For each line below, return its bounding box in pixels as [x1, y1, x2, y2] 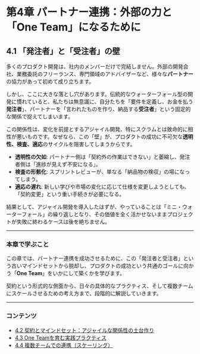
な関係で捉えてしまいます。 [6, 113, 73, 120]
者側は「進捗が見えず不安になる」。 [14, 161, 101, 168]
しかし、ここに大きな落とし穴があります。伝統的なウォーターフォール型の [6, 91, 188, 97]
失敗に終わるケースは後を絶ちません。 [16, 218, 110, 225]
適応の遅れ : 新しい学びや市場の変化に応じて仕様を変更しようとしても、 [14, 183, 190, 190]
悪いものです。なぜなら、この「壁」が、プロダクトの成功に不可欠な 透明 [16, 133, 193, 140]
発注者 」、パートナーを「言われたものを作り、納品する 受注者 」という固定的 [6, 106, 191, 112]
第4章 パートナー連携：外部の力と [6, 5, 173, 19]
